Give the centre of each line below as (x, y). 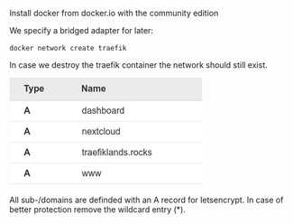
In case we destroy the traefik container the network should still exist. (138, 65)
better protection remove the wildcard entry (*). (98, 210)
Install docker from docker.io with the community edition (114, 13)
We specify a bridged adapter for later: (81, 30)
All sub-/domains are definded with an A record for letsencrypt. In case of (146, 200)
